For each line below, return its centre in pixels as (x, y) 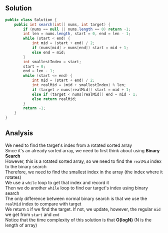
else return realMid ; (54, 99)
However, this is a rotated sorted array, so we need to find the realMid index (83, 161)
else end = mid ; (49, 52)
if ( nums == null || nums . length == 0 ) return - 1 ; (77, 29)
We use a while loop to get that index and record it (57, 182)
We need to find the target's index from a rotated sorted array (69, 145)
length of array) (21, 225)
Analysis (19, 133)
